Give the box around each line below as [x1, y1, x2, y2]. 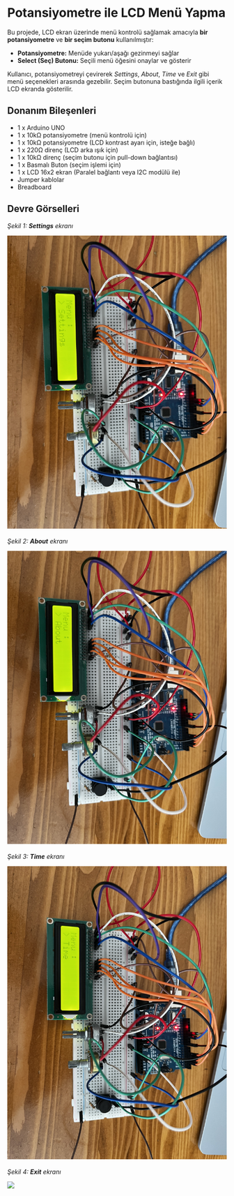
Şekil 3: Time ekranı [7, 852, 65, 860]
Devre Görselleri [7, 203, 80, 215]
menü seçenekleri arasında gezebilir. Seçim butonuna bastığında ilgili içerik [7, 77, 223, 85]
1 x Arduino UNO [17, 124, 65, 132]
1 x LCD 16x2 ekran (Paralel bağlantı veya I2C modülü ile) [17, 167, 181, 176]
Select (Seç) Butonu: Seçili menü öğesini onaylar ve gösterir [17, 56, 192, 64]
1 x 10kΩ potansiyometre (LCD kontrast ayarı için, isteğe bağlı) [17, 138, 196, 147]
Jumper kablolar [17, 175, 65, 184]
